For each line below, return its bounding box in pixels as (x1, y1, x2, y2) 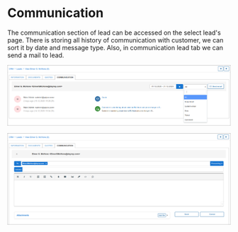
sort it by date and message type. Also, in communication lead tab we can (7, 43, 224, 52)
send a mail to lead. (7, 51, 64, 59)
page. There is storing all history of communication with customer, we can (7, 35, 224, 44)
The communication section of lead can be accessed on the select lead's (7, 28, 221, 37)
